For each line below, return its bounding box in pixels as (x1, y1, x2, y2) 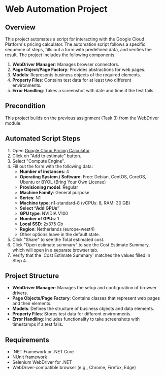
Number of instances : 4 (19, 169, 69, 174)
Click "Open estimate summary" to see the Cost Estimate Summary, (12, 241, 150, 247)
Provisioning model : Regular (19, 184, 78, 190)
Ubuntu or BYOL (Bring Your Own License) (19, 179, 106, 185)
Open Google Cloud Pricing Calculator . (12, 147, 91, 153)
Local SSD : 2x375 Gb (19, 221, 64, 227)
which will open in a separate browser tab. (12, 247, 99, 253)
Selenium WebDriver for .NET (12, 359, 72, 365)
